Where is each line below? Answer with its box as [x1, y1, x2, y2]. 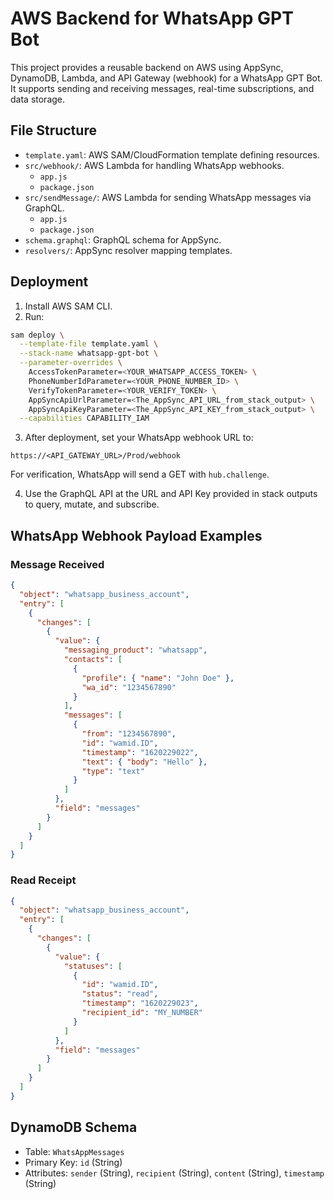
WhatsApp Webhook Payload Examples [10, 527, 263, 544]
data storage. [10, 93, 66, 105]
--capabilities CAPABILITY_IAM [19, 413, 150, 424]
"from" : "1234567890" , [81, 729, 177, 739]
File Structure [10, 122, 97, 139]
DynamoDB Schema [10, 1119, 138, 1136]
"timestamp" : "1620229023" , [81, 998, 199, 1009]
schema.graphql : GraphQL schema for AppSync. [24, 233, 222, 246]
